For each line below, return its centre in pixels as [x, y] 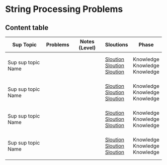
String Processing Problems [64, 9]
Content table [27, 28]
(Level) [87, 48]
